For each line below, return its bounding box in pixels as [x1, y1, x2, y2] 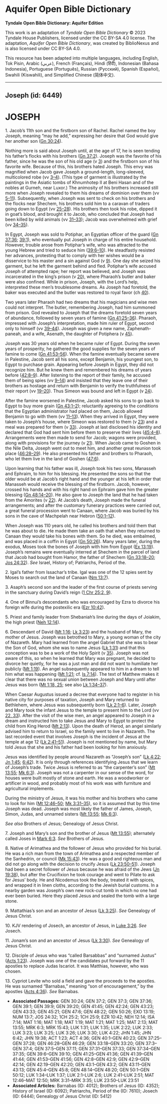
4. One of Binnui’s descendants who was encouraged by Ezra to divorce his [5, 599, 160, 605]
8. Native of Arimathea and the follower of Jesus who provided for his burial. [5, 845, 162, 851]
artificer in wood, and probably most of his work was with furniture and [5, 780, 151, 786]
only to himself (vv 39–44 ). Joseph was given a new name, [5, 326, 126, 332]
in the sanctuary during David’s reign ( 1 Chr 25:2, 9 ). [5, 589, 112, 595]
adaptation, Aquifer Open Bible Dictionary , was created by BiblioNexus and [5, 40, 159, 46]
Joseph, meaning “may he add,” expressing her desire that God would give [5, 133, 159, 139]
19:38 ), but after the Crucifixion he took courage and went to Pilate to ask [5, 872, 156, 878]
